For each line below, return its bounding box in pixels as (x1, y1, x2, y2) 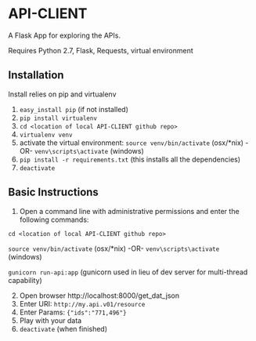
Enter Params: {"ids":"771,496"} (19, 307, 127, 317)
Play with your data (19, 315, 82, 325)
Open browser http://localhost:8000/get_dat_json (19, 291, 180, 300)
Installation (8, 68, 64, 82)
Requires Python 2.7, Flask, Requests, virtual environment (8, 45, 193, 55)
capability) (8, 275, 43, 285)
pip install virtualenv (19, 114, 98, 122)
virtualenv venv (19, 131, 73, 139)
